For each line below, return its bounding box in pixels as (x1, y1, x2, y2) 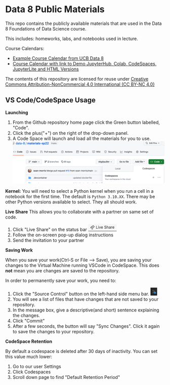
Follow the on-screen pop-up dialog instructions (12, 232, 114, 238)
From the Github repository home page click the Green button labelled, (12, 119, 160, 125)
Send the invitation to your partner (12, 237, 84, 243)
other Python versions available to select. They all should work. (5, 199, 137, 205)
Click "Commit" (12, 318, 45, 324)
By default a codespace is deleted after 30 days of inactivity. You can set (5, 348, 158, 354)
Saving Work (5, 247, 33, 253)
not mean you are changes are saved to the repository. (5, 267, 120, 273)
